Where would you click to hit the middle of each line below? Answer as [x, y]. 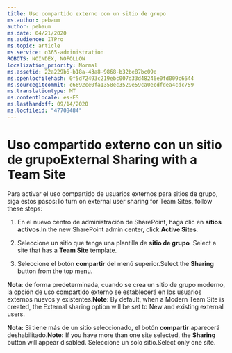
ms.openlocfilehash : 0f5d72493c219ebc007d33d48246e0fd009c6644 [101, 78]
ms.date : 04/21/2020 [37, 33]
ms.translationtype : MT [42, 91]
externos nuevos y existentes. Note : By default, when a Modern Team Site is [116, 299]
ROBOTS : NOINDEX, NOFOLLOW [46, 59]
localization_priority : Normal [52, 65]
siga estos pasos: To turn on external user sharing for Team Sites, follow [110, 201]
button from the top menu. [55, 271]
